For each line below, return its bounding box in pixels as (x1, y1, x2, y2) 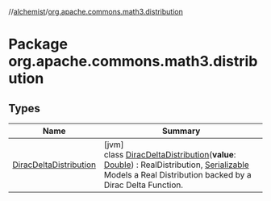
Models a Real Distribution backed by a (103, 170, 252, 180)
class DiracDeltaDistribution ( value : (103, 149, 236, 160)
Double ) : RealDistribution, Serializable (103, 159, 249, 170)
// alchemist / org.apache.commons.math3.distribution (8, 7, 183, 16)
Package (8, 36, 69, 53)
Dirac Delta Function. (103, 179, 184, 191)
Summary (162, 125, 201, 136)
